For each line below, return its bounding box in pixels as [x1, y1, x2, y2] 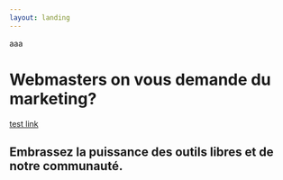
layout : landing [9, 13, 70, 22]
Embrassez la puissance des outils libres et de [9, 144, 274, 159]
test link [9, 118, 39, 129]
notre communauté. [9, 158, 123, 174]
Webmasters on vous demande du [9, 69, 271, 90]
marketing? [9, 88, 97, 109]
